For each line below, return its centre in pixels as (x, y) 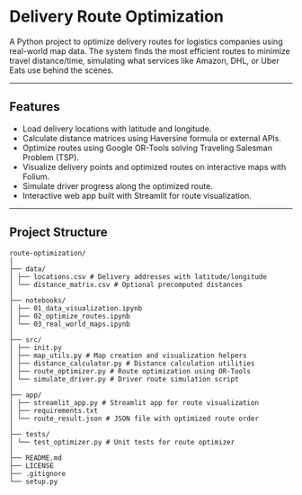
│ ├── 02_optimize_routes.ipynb (70, 316)
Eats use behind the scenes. (62, 70)
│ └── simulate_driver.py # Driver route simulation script (124, 379)
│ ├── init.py (36, 347)
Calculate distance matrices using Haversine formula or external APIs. (151, 138)
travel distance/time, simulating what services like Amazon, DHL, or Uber (145, 60)
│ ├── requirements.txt (54, 410)
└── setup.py (34, 481)
